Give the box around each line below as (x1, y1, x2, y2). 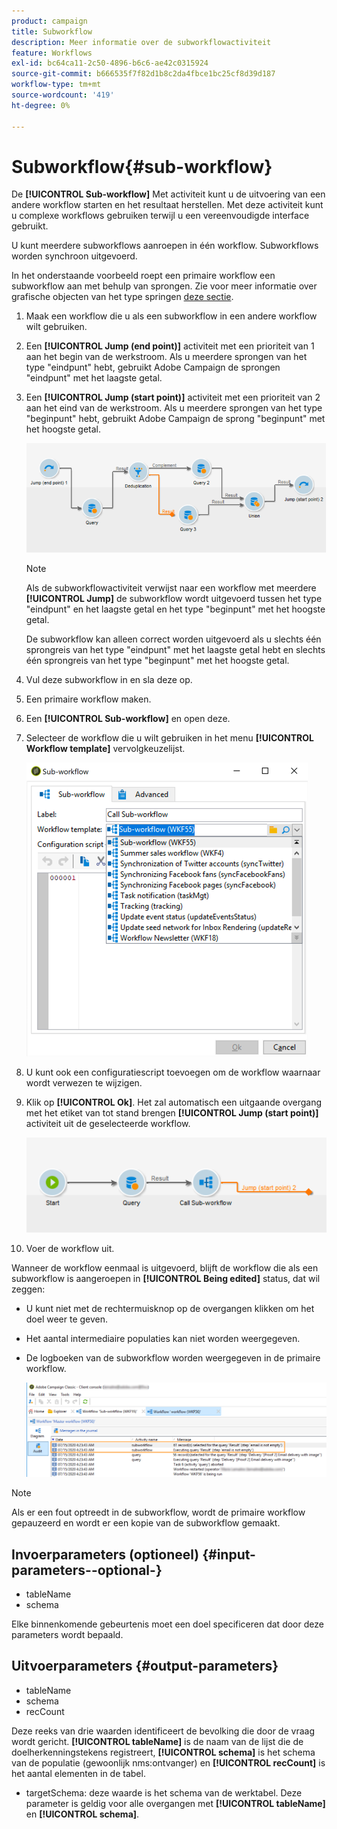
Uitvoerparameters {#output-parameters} (11, 1658, 279, 1675)
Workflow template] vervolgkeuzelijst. (25, 742, 186, 754)
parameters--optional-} (11, 1561, 163, 1579)
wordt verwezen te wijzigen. (25, 1076, 143, 1089)
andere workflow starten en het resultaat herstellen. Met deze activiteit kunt (11, 199, 324, 211)
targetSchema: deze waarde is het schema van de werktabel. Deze (25, 1786, 303, 1799)
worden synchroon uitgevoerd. (11, 250, 138, 262)
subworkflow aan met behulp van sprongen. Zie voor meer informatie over (11, 280, 318, 292)
